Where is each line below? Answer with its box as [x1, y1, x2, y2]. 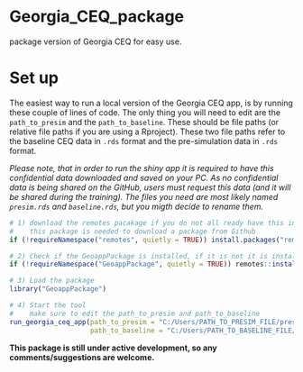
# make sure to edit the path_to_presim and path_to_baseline [9, 309, 260, 318]
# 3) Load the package [9, 277, 95, 286]
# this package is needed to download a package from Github [9, 227, 256, 236]
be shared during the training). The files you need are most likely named [9, 191, 279, 202]
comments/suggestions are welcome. [9, 351, 155, 362]
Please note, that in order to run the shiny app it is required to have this [9, 162, 274, 173]
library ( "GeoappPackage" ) [9, 285, 106, 294]
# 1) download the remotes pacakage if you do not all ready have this [9, 218, 284, 227]
